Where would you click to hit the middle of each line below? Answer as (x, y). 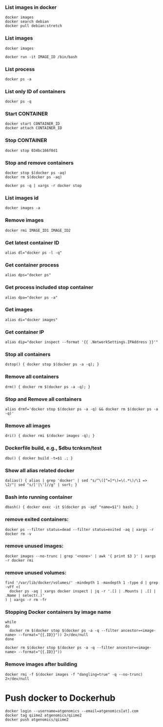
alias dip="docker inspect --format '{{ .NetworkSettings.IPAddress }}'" (82, 342)
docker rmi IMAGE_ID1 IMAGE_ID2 (38, 230)
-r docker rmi (20, 560)
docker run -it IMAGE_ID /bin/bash (41, 57)
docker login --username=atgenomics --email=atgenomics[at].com (72, 711)
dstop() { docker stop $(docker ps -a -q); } (52, 364)
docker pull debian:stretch (34, 26)
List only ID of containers (35, 91)
